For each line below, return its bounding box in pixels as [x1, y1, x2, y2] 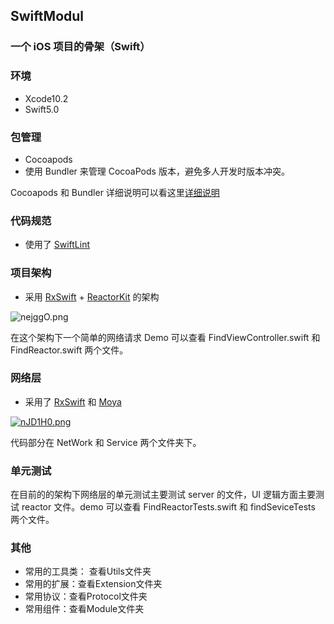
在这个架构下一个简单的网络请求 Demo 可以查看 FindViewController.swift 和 [10, 331, 321, 343]
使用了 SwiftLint [24, 239, 91, 251]
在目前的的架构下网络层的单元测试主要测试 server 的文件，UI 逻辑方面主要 [10, 489, 317, 501]
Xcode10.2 [24, 92, 69, 104]
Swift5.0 [24, 103, 60, 115]
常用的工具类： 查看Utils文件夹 [24, 565, 152, 578]
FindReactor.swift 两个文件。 [10, 344, 129, 356]
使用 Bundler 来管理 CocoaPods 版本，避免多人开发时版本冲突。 [24, 165, 290, 177]
